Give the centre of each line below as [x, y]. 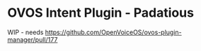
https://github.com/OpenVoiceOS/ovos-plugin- [113, 32]
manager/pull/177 [33, 39]
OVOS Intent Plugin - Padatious [101, 13]
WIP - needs [25, 32]
